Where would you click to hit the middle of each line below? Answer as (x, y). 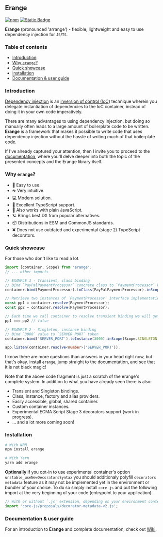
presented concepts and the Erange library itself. (54, 162)
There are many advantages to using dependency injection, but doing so (78, 121)
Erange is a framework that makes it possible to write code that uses (74, 131)
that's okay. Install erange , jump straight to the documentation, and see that (80, 362)
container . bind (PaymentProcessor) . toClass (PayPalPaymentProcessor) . (76, 290)
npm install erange (25, 449)
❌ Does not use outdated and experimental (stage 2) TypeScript (76, 230)
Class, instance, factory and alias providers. (56, 396)
